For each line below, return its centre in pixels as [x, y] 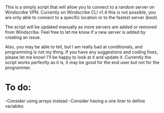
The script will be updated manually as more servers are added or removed [81, 27]
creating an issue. [23, 37]
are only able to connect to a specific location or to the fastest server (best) [81, 17]
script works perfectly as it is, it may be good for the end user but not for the [82, 62]
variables [14, 106]
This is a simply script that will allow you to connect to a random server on [80, 7]
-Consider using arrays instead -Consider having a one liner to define [75, 101]
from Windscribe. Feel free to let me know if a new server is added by [75, 32]
